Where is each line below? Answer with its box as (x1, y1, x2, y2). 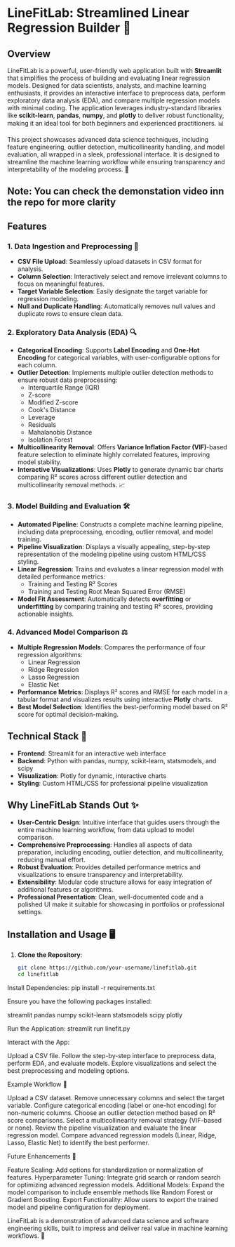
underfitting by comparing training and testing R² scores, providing (17, 602, 213, 610)
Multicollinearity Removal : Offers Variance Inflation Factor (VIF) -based (17, 443, 228, 451)
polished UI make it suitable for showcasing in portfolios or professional (17, 900, 224, 909)
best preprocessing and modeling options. (7, 1067, 130, 1075)
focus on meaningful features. (17, 279, 105, 289)
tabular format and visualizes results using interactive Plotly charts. (17, 695, 213, 704)
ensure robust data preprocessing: (17, 376, 118, 384)
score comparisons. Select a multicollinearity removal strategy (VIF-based (7, 1116, 222, 1125)
